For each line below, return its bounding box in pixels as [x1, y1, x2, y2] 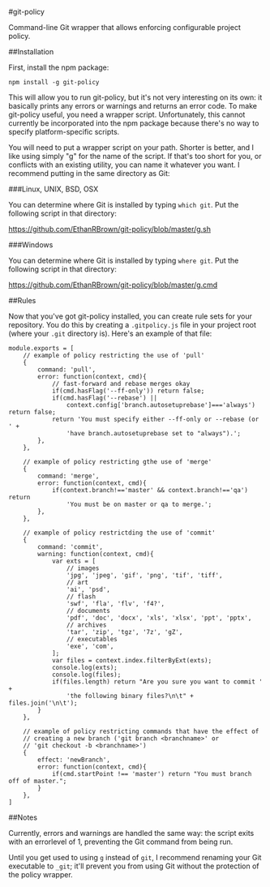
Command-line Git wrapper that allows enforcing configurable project [8, 23, 241, 32]
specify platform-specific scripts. [8, 127, 120, 136]
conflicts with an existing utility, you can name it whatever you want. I [8, 160, 241, 169]
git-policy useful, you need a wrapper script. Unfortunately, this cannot [8, 109, 246, 119]
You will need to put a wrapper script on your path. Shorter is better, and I [8, 143, 254, 152]
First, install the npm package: [8, 62, 109, 72]
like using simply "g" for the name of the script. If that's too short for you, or [8, 152, 262, 161]
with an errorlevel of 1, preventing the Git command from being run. [8, 837, 234, 846]
